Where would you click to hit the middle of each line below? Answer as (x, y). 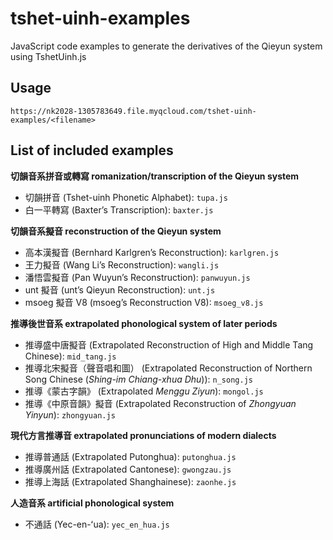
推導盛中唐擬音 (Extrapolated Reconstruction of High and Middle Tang (169, 344)
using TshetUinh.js (48, 56)
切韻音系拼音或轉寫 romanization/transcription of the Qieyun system (155, 176)
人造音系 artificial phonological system (92, 503)
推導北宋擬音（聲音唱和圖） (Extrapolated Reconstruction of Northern (168, 368)
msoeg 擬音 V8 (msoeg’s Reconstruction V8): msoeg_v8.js (144, 302)
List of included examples (92, 150)
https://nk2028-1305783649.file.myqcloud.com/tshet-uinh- (133, 111)
